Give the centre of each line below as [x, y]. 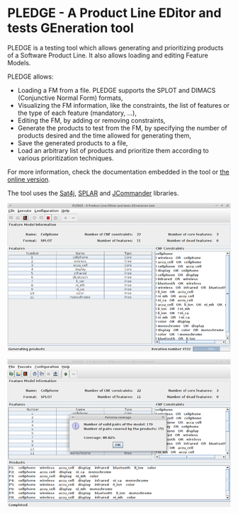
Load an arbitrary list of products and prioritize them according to [113, 150]
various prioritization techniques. [66, 158]
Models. [19, 62]
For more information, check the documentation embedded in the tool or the [118, 172]
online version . [29, 179]
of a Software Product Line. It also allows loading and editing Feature [108, 55]
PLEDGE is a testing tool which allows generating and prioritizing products [115, 48]
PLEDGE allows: [30, 77]
